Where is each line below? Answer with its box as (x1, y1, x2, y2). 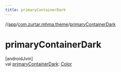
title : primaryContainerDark (5, 7, 66, 13)
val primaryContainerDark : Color (5, 61, 72, 67)
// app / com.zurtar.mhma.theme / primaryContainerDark (5, 21, 116, 27)
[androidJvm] (5, 55, 33, 61)
